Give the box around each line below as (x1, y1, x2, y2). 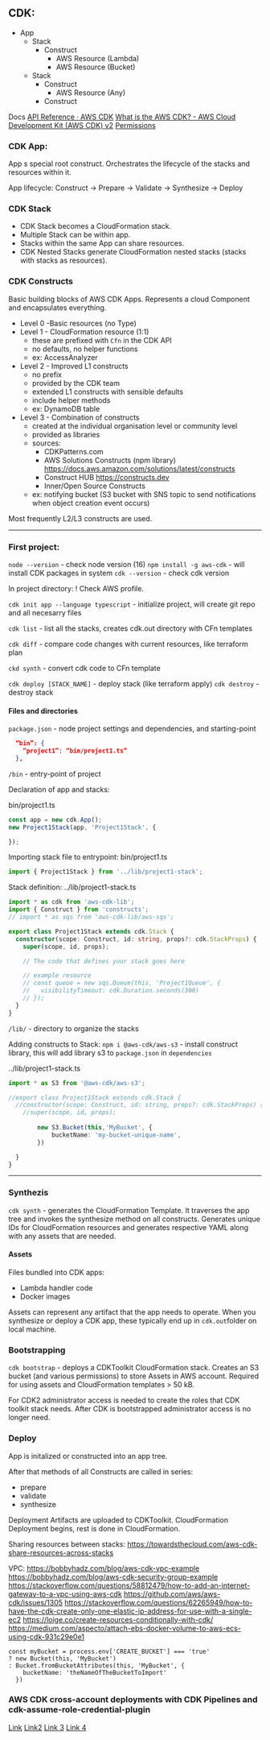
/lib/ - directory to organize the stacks (8, 1023, 139, 1034)
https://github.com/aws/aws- (123, 1589, 221, 1598)
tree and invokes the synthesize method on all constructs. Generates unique (8, 1214, 261, 1224)
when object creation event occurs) (31, 498, 150, 507)
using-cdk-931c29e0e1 (8, 1631, 85, 1642)
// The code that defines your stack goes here (22, 957, 185, 965)
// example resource (22, 971, 92, 980)
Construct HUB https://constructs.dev (43, 472, 170, 482)
